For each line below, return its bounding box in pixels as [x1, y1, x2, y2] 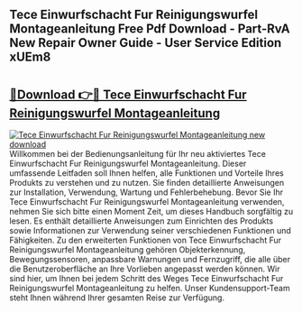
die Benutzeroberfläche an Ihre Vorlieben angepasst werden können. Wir [9, 263, 280, 274]
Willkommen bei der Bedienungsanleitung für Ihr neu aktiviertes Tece [9, 149, 266, 159]
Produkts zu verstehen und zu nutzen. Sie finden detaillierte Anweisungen [9, 178, 285, 188]
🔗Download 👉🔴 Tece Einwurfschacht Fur [9, 87, 247, 102]
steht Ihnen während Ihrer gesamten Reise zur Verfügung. [9, 292, 225, 303]
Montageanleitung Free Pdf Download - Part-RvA [9, 22, 290, 37]
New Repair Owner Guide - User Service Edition [9, 35, 282, 50]
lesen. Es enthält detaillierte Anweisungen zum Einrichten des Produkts [9, 216, 273, 226]
